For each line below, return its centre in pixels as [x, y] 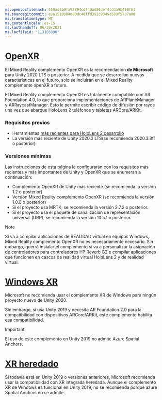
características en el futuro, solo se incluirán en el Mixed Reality [69, 80]
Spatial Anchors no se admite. [35, 393]
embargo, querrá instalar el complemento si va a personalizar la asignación [80, 246]
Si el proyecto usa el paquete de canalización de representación [76, 212]
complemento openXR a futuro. [36, 85]
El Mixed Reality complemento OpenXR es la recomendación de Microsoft [79, 70]
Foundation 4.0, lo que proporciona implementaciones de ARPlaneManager [80, 100]
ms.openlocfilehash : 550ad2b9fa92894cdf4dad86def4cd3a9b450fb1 [70, 9]
